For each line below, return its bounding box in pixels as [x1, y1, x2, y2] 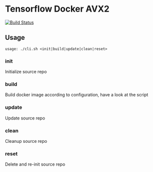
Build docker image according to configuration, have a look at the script [5, 92, 149, 98]
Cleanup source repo [5, 138, 48, 144]
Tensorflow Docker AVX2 [5, 3, 110, 15]
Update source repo [5, 115, 45, 121]
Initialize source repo [5, 69, 47, 75]
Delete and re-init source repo [5, 161, 66, 167]
